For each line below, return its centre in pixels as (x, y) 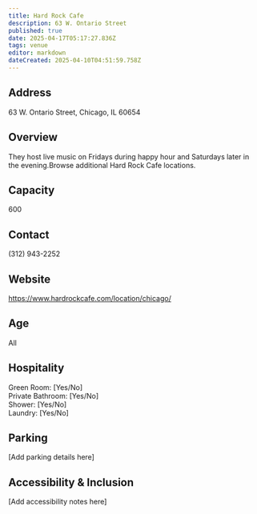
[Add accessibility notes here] (58, 502)
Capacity (32, 190)
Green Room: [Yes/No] (46, 387)
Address (30, 93)
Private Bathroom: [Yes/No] (54, 396)
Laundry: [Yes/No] (39, 412)
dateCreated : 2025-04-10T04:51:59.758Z (75, 61)
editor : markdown (37, 53)
